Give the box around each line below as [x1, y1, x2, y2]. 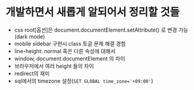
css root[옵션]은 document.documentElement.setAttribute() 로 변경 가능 [14, 26, 189, 33]
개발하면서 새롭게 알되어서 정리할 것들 [5, 5, 180, 19]
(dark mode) [14, 33, 46, 40]
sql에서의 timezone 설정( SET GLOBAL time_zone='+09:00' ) [14, 77, 153, 84]
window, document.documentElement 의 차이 [14, 55, 125, 62]
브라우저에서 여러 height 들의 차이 [14, 62, 94, 69]
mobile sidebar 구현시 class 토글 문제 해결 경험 [14, 40, 126, 47]
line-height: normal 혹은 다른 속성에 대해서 [14, 47, 116, 54]
